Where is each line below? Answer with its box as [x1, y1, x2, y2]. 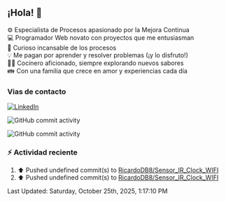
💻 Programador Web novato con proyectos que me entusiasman [7, 33, 195, 42]
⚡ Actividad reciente [7, 147, 78, 157]
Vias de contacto [7, 87, 66, 96]
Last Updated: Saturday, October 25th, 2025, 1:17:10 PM [7, 187, 168, 196]
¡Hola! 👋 [7, 7, 43, 19]
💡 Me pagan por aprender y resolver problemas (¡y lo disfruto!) [7, 50, 189, 59]
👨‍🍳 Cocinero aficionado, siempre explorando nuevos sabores [7, 59, 184, 67]
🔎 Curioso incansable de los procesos [7, 43, 117, 52]
